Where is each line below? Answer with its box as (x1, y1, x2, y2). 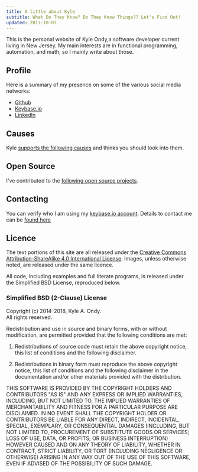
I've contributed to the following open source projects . (6, 177, 139, 184)
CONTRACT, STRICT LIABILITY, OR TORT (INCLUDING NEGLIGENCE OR (6, 447, 183, 454)
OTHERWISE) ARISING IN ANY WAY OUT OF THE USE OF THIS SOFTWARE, (6, 453, 191, 461)
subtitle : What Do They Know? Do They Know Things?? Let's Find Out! (6, 14, 181, 20)
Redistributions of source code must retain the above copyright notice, (14, 343, 187, 350)
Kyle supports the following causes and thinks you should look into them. (6, 144, 184, 151)
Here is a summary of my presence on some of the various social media (6, 81, 181, 89)
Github (14, 99, 31, 106)
